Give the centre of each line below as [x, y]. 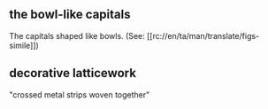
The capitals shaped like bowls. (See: [77, 35]
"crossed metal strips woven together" [80, 94]
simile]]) [24, 45]
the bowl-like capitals [70, 15]
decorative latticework [73, 73]
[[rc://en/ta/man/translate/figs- [203, 35]
